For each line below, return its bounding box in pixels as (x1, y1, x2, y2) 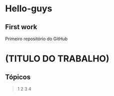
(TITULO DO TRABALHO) (5, 53, 110, 64)
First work (5, 23, 37, 31)
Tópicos (5, 73, 31, 81)
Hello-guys (5, 3, 52, 14)
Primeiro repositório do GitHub (5, 36, 68, 42)
